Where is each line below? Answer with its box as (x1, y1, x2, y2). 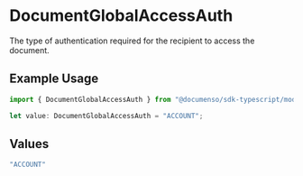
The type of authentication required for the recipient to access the (9, 35, 255, 46)
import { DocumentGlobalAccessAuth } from (9, 95, 171, 104)
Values (9, 136, 50, 152)
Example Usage (9, 71, 99, 87)
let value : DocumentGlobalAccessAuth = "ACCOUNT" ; (9, 111, 204, 120)
